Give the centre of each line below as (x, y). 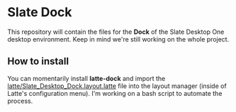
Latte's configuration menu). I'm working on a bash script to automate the (115, 93)
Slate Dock (40, 12)
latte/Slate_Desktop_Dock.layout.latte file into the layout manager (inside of (117, 86)
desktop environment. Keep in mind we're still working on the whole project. (118, 39)
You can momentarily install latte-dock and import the (86, 78)
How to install (38, 62)
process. (20, 101)
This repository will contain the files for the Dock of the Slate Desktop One (116, 32)
